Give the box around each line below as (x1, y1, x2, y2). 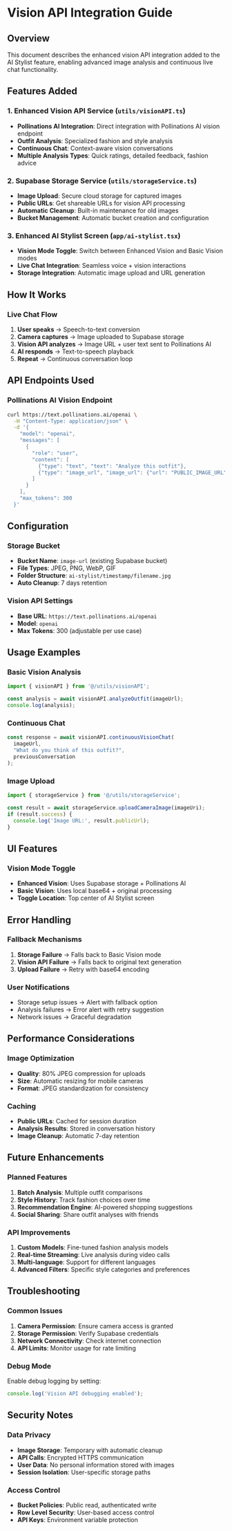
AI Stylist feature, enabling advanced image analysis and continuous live (7, 58, 213, 66)
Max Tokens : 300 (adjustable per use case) (17, 626, 142, 634)
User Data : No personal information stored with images (17, 1460, 175, 1469)
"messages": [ (19, 437, 60, 444)
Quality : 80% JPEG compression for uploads (17, 1069, 146, 1077)
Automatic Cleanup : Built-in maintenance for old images (17, 206, 179, 214)
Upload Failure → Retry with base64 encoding (17, 965, 150, 973)
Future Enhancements (7, 1152, 105, 1164)
